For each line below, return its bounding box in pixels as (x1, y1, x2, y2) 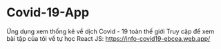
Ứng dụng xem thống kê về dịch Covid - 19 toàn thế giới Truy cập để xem (6, 27, 215, 35)
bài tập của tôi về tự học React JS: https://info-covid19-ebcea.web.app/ (6, 34, 211, 42)
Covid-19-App (6, 5, 90, 20)
